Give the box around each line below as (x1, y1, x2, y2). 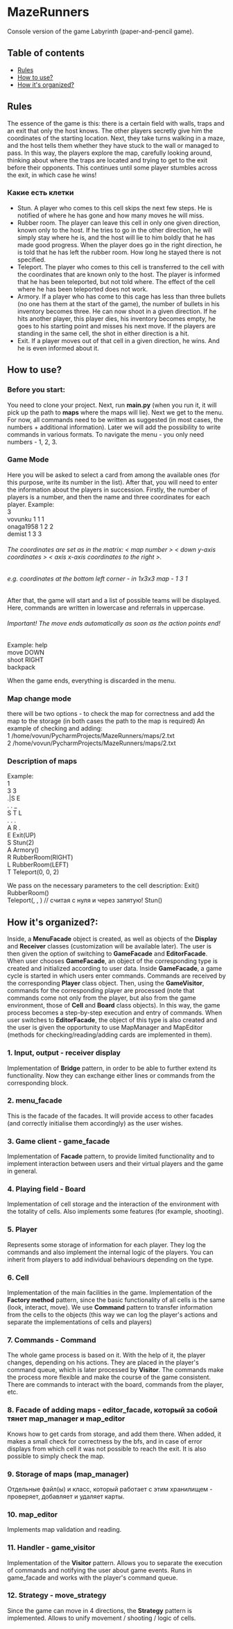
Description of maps (7, 756, 78, 766)
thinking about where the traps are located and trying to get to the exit (7, 156, 208, 164)
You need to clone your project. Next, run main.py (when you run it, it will (7, 401, 217, 409)
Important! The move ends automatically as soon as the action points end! (7, 619, 221, 628)
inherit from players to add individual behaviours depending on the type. (7, 1255, 214, 1264)
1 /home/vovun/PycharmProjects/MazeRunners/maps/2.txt (7, 732, 175, 740)
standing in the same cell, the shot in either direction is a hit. (17, 329, 189, 337)
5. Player (7, 1225, 37, 1235)
